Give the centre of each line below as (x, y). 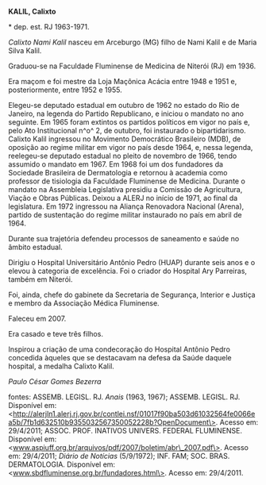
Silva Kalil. (25, 50)
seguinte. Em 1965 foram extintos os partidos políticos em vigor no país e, (129, 122)
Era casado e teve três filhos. (56, 334)
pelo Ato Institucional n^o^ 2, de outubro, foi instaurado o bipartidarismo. (127, 131)
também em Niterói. (40, 279)
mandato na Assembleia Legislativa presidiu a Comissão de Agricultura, (125, 189)
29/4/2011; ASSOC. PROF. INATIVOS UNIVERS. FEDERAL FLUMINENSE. (125, 431)
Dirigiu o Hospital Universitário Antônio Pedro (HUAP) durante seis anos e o (132, 262)
